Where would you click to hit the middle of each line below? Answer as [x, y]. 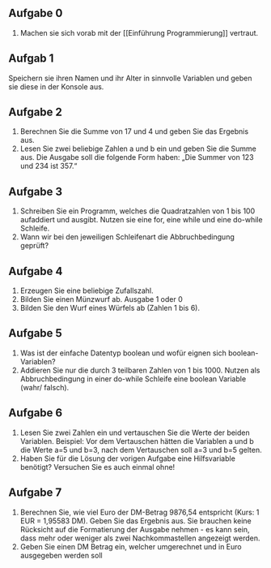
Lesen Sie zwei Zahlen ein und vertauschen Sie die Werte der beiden [135, 432]
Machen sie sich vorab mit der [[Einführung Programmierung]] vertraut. [139, 32]
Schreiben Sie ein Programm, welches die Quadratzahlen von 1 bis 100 [138, 211]
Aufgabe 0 [36, 13]
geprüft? [34, 246]
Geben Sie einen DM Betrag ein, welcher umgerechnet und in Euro [131, 546]
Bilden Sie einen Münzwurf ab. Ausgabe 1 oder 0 [102, 299]
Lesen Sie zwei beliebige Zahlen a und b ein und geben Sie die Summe [138, 148]
